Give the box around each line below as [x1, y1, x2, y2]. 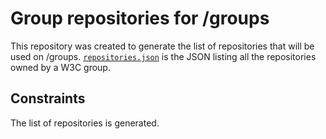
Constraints [10, 90, 86, 107]
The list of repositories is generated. [10, 117, 160, 129]
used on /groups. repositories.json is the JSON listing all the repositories [10, 50, 317, 62]
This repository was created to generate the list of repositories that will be [10, 40, 315, 52]
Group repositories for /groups [10, 7, 270, 30]
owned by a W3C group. [10, 61, 111, 73]
